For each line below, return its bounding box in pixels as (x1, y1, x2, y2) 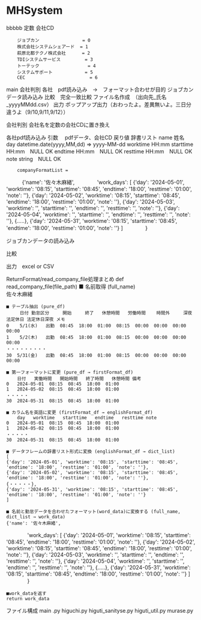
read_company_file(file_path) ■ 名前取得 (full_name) (6, 283, 136, 290)
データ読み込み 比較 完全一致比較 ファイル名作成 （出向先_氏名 (6, 93, 167, 100)
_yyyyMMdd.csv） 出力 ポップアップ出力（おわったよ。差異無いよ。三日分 (6, 100, 192, 108)
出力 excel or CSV (6, 263, 55, 270)
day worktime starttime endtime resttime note (17, 415, 157, 421)
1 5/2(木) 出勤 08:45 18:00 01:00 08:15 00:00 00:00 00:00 (6, 334, 187, 340)
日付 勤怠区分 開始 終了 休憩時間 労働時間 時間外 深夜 (19, 310, 193, 316)
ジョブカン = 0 (17, 37, 91, 43)
